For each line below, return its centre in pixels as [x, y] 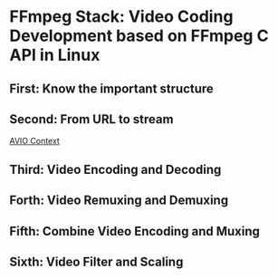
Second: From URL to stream [91, 119]
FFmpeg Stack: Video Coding [121, 17]
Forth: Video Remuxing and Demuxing [119, 201]
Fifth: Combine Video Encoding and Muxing [135, 231]
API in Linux [55, 55]
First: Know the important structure [112, 88]
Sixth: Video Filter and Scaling [96, 261]
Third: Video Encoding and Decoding [115, 169]
